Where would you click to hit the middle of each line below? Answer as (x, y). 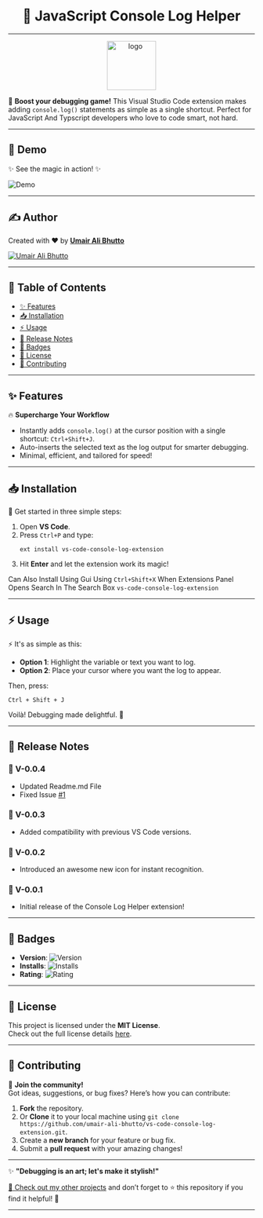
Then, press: (29, 686)
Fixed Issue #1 (42, 794)
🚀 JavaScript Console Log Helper (131, 16)
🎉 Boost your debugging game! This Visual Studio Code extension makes (127, 101)
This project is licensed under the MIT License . (84, 1026)
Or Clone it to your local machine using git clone (99, 1116)
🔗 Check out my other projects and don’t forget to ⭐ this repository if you (126, 1187)
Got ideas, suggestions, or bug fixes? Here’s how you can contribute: (119, 1093)
